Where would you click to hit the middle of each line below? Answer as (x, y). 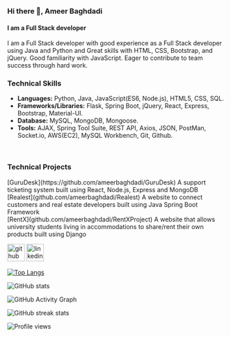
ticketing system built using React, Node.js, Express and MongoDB (103, 189)
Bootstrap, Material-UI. (50, 113)
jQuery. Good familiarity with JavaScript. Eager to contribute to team (105, 58)
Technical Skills (34, 84)
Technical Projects (39, 167)
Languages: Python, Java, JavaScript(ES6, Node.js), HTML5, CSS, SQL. (120, 99)
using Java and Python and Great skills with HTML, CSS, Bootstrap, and (110, 51)
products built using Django (47, 234)
